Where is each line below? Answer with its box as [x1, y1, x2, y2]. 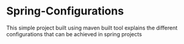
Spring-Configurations [6, 4, 124, 18]
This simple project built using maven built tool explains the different [6, 24, 178, 31]
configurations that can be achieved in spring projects [6, 30, 142, 37]
